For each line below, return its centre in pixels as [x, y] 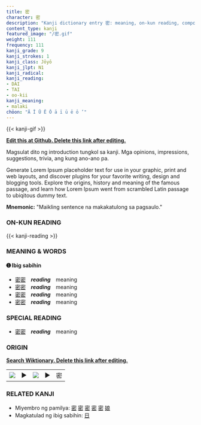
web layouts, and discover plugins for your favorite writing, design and [93, 177]
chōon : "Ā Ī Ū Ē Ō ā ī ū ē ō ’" [46, 112]
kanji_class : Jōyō [29, 62]
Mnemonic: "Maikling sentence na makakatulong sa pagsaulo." [84, 207]
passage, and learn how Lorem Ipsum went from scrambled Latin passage [98, 189]
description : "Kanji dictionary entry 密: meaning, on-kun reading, [93, 23]
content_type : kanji [32, 28]
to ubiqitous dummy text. [37, 196]
